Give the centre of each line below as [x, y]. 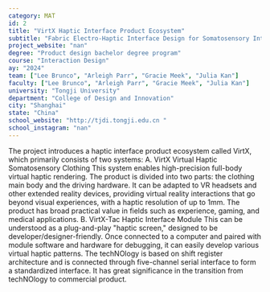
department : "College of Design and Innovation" [91, 98]
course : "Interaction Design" [59, 61]
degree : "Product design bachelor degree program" [95, 53]
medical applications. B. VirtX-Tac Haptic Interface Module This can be [126, 219]
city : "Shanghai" [37, 105]
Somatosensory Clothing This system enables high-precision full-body [125, 168]
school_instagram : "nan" [50, 128]
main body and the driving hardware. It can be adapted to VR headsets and [133, 185]
